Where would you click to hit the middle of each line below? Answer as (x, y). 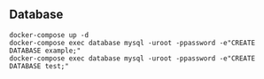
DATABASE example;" (45, 51)
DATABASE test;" (39, 66)
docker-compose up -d (49, 35)
